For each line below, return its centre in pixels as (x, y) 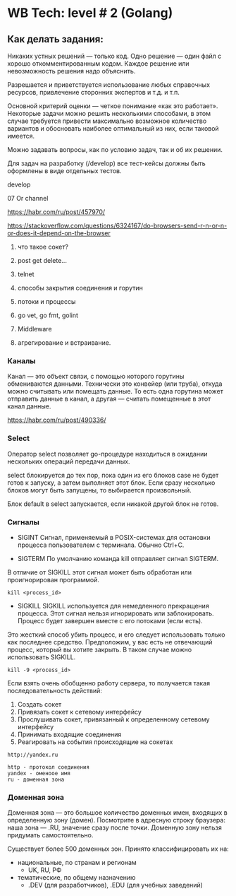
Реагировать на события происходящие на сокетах (95, 742)
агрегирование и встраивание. (64, 343)
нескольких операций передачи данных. (69, 461)
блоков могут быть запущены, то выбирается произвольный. (99, 490)
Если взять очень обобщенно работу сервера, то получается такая (108, 683)
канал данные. (29, 406)
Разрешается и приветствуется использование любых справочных (108, 85)
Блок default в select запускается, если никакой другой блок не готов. (113, 504)
